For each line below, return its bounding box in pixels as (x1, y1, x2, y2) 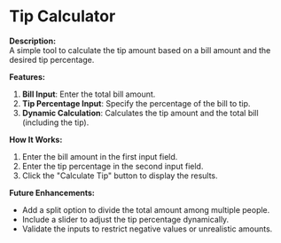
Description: (9, 35, 56, 46)
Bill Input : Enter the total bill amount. (21, 89, 156, 99)
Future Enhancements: (9, 187, 96, 198)
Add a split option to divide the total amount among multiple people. (21, 204, 270, 215)
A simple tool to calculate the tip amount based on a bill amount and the (9, 44, 271, 55)
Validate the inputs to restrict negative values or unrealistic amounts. (21, 223, 273, 234)
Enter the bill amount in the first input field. (21, 151, 178, 161)
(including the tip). (21, 117, 90, 128)
